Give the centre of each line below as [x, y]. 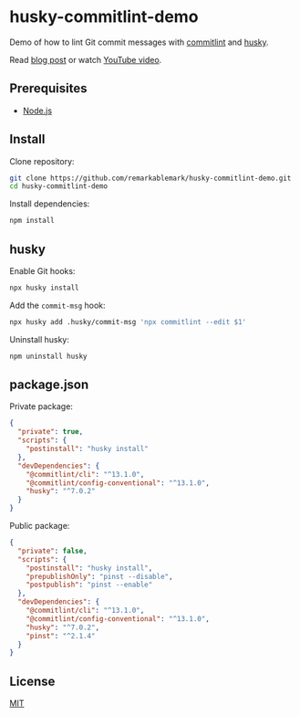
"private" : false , [53, 551]
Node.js [37, 111]
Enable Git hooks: [42, 271]
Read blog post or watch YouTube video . [86, 59]
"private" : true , [51, 432]
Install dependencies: [50, 204]
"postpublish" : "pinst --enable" [89, 585]
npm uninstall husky [49, 356]
